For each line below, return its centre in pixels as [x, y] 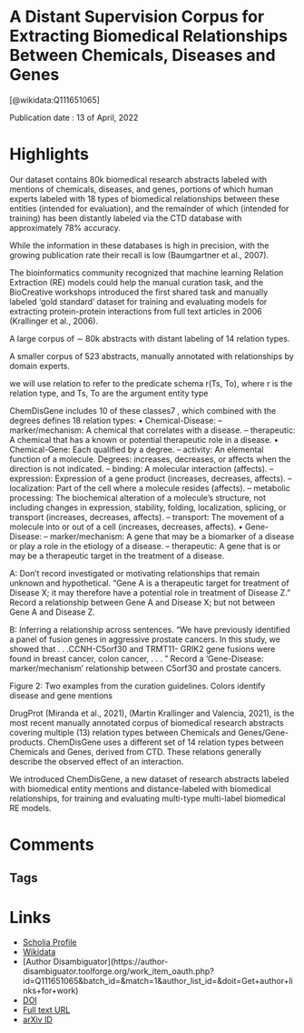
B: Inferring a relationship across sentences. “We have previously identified [150, 629]
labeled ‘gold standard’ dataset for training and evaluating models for [138, 301]
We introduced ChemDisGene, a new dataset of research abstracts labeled [149, 778]
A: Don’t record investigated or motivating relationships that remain [135, 573]
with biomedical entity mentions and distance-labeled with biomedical [140, 788]
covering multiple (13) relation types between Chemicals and [123, 732]
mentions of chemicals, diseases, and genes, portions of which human [142, 189]
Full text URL [46, 1010]
